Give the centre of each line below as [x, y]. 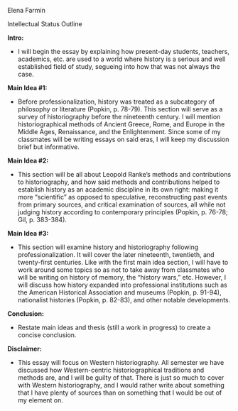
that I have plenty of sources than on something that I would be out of [120, 393]
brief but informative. [49, 147]
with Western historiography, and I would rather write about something [121, 385]
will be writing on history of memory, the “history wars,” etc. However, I [121, 277]
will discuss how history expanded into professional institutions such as [122, 285]
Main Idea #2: [28, 160]
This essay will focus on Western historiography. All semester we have [121, 362]
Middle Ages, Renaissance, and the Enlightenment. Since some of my [119, 132]
